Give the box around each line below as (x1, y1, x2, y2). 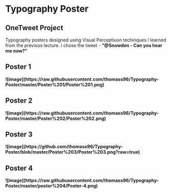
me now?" (5, 48, 28, 54)
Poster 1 (5, 62, 32, 71)
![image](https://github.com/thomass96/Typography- (5, 143, 124, 150)
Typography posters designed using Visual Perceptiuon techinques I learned (5, 37, 166, 43)
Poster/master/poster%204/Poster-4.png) (5, 183, 98, 189)
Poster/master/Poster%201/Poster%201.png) (5, 81, 105, 87)
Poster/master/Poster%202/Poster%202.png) (5, 115, 106, 122)
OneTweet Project (5, 23, 63, 32)
